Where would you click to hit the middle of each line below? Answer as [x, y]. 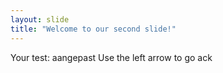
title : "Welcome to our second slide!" [93, 29]
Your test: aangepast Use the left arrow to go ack [111, 57]
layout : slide [40, 19]
